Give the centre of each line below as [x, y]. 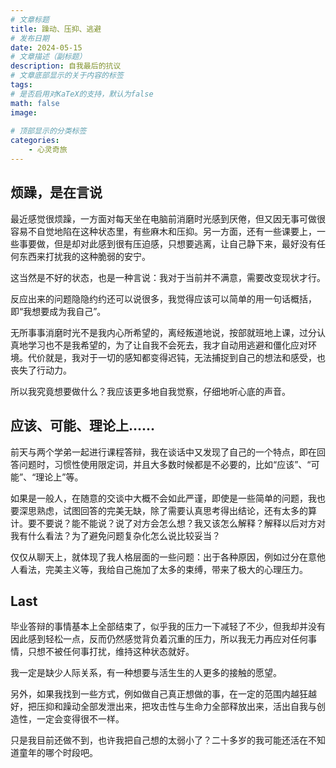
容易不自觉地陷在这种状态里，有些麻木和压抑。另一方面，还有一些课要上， [163, 231]
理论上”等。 [59, 477]
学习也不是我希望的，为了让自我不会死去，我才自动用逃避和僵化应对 [167, 345]
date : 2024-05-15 [46, 47]
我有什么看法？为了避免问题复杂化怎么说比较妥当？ [115, 535]
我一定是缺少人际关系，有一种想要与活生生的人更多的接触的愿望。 [146, 673]
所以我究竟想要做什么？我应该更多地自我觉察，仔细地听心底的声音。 [150, 391]
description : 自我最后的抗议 [66, 66]
